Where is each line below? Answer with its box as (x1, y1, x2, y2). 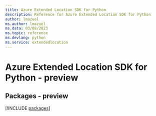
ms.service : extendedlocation (5, 40, 68, 45)
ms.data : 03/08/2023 (5, 26, 48, 31)
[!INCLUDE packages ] (5, 105, 50, 111)
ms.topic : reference (5, 30, 48, 35)
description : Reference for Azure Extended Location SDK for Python (5, 12, 151, 17)
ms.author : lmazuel (5, 21, 46, 26)
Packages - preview (5, 92, 68, 100)
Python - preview (5, 72, 78, 83)
